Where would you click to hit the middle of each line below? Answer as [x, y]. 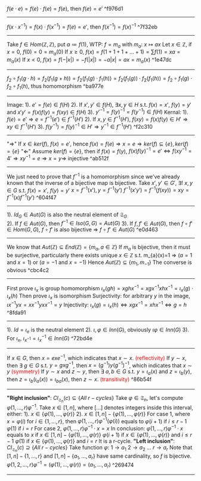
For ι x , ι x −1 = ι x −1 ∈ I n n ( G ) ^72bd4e [50, 339]
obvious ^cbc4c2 [28, 270]
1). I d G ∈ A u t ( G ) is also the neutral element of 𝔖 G [67, 215]
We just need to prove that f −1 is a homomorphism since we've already [93, 176]
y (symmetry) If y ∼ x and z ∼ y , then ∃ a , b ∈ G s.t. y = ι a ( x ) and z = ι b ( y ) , [99, 372]
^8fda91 [16, 312]
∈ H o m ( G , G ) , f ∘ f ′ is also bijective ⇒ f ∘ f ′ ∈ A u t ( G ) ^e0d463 [83, 229]
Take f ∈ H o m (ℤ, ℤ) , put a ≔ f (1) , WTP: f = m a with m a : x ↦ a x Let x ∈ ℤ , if [99, 45]
